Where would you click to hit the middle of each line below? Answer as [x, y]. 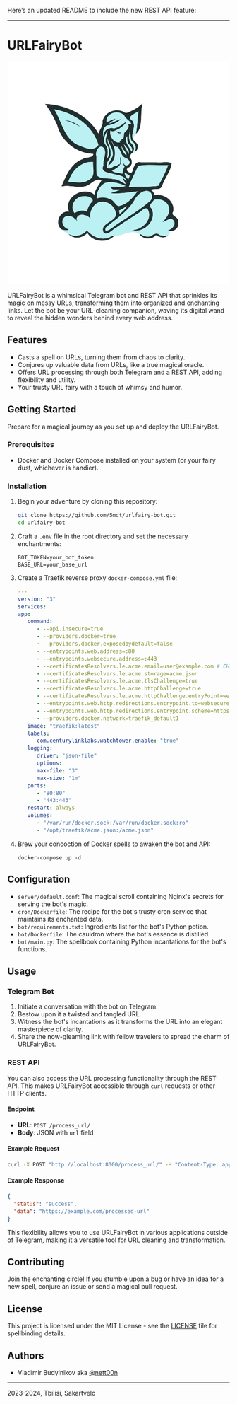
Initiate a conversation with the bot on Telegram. [88, 1006]
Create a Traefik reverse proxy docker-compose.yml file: [97, 578]
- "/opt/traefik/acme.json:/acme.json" [95, 830]
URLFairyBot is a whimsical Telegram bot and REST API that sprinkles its [112, 295]
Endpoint [21, 1109]
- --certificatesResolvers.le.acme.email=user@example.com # [128, 666]
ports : [37, 785]
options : [49, 763]
